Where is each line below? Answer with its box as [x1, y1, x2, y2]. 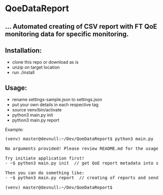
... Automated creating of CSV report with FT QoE [5, 22, 158, 31]
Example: [5, 127, 24, 133]
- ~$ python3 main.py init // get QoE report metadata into [5, 160, 154, 166]
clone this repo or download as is [12, 59, 79, 65]
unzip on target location [12, 64, 60, 71]
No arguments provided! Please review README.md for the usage [5, 146, 159, 151]
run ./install [12, 70, 35, 75]
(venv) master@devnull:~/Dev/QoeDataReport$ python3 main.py [5, 136, 154, 142]
